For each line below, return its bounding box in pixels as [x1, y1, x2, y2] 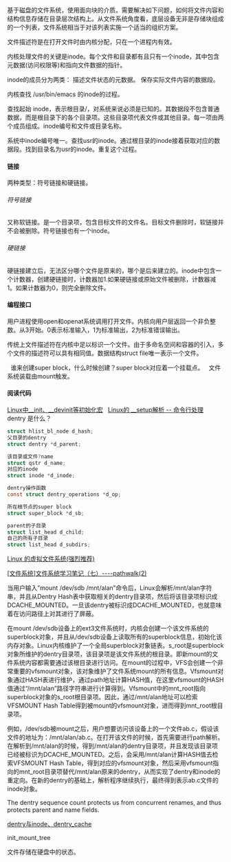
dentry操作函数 [7, 485, 47, 492]
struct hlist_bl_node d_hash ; [7, 428, 94, 435]
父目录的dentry [7, 434, 47, 441]
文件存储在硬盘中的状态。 [7, 848, 80, 857]
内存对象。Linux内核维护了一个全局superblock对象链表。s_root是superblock [7, 642, 225, 650]
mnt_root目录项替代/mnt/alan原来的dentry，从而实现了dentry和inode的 [19, 768, 221, 776]
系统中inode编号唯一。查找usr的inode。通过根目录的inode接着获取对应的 [7, 137, 214, 144]
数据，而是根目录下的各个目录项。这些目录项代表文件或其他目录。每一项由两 [7, 113, 224, 122]
